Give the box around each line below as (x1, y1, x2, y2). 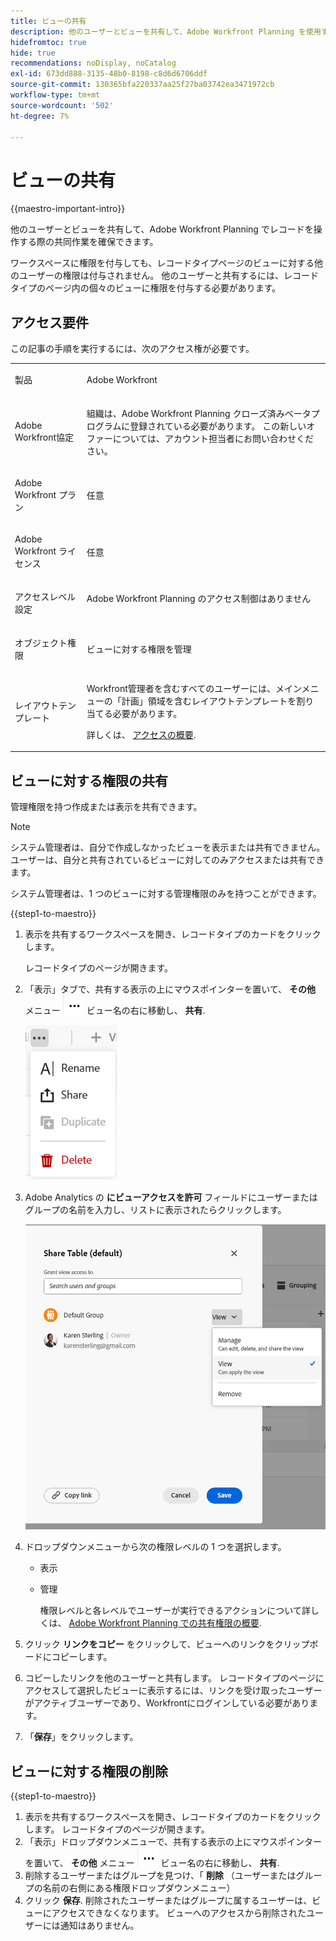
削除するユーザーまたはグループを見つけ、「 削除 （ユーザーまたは (24, 1870, 297, 1882)
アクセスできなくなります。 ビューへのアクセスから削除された (51, 1907, 307, 1919)
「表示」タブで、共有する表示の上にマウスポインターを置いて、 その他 (24, 983, 317, 995)
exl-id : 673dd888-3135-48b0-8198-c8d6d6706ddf (10, 69, 208, 79)
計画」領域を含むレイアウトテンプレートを (121, 695, 297, 707)
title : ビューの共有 (10, 16, 87, 26)
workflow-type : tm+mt (10, 90, 101, 100)
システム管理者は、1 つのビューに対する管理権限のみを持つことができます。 (10, 888, 322, 900)
